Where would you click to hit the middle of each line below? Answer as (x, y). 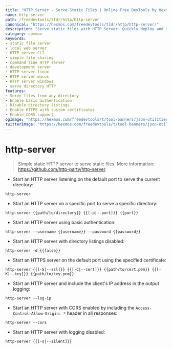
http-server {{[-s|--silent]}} (39, 341)
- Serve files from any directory (42, 96)
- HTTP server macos (27, 77)
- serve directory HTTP (31, 86)
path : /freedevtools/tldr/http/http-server (52, 19)
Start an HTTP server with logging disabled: (59, 332)
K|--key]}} (17, 274)
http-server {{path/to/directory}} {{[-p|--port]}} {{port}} (72, 213)
